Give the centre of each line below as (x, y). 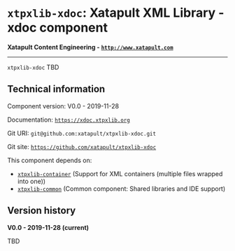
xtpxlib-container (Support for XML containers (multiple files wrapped (120, 173)
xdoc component (58, 28)
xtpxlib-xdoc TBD (33, 67)
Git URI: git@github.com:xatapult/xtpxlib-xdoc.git (81, 133)
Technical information (56, 89)
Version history (42, 211)
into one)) (31, 181)
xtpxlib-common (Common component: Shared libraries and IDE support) (121, 188)
